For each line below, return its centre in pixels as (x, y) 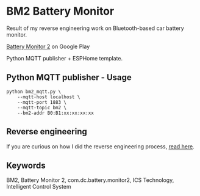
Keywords (26, 165)
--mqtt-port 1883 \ (42, 102)
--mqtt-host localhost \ (49, 97)
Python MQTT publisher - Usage (69, 78)
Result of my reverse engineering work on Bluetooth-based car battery (95, 28)
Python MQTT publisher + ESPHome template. (65, 58)
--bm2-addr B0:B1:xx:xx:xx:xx (56, 113)
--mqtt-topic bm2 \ (42, 107)
